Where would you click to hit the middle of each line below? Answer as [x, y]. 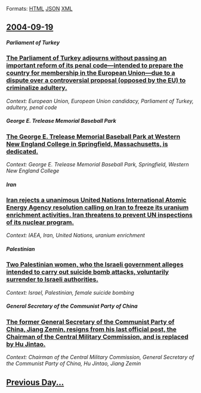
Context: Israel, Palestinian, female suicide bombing [70, 292]
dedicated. [22, 151]
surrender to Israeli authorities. [52, 280]
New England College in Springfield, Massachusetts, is [87, 144]
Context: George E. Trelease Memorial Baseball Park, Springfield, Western [98, 165]
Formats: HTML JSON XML [39, 9]
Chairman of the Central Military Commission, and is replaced [98, 336]
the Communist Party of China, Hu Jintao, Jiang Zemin [74, 364]
